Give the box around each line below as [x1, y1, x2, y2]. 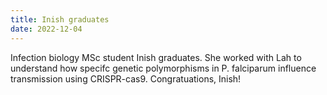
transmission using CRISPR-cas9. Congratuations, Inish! [10, 72, 242, 85]
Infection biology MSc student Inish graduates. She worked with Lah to [10, 51, 302, 63]
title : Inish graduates [10, 14, 110, 25]
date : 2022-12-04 [10, 24, 83, 34]
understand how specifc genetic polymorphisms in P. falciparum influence [10, 62, 317, 74]
